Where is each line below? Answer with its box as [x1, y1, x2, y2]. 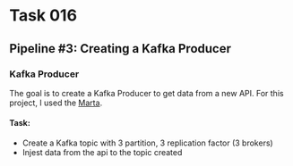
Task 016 [9, 5, 78, 26]
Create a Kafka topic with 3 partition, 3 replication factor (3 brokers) [22, 137, 273, 148]
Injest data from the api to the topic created [22, 147, 183, 158]
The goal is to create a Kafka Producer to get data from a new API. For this [9, 87, 284, 98]
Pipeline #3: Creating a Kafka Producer [9, 41, 231, 56]
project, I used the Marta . [9, 97, 103, 108]
